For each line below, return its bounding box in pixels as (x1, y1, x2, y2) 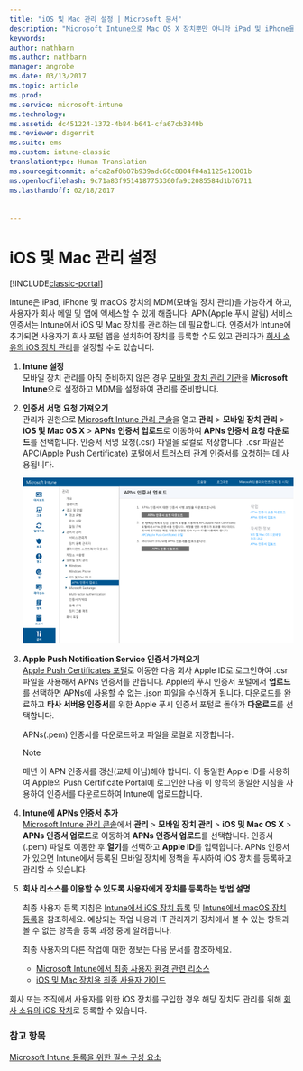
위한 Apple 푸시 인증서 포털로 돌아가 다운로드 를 (117, 699, 284, 710)
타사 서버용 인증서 (46, 699, 110, 710)
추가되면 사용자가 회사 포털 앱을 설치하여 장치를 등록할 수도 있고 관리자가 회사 (9, 330, 281, 342)
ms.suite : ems (9, 138, 63, 148)
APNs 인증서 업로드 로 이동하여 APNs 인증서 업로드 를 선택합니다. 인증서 (22, 830, 273, 841)
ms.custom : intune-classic (9, 148, 111, 157)
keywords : (9, 33, 47, 42)
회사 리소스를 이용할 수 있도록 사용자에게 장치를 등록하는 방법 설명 (22, 883, 251, 894)
